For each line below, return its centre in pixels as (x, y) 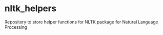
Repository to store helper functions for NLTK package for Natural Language (81, 22)
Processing (16, 27)
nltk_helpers (31, 9)
